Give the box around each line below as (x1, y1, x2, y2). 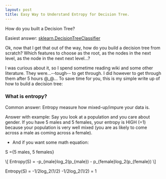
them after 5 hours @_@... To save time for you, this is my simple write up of (5, 75, 160, 81)
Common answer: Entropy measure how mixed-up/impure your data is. (5, 104, 150, 110)
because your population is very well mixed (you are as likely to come (5, 124, 147, 130)
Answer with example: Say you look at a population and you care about (5, 114, 150, 119)
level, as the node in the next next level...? (5, 55, 90, 61)
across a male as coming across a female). (5, 129, 93, 135)
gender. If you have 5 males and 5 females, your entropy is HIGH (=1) (5, 119, 146, 125)
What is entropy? (5, 93, 48, 100)
